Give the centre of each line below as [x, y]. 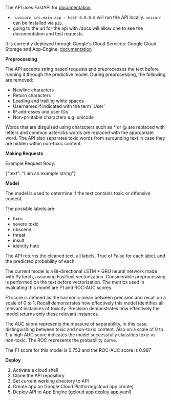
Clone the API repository [39, 375]
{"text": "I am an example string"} [40, 173]
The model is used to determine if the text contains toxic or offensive [78, 193]
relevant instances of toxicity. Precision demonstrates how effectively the [82, 308]
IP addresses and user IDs [40, 112]
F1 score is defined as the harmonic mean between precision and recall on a [86, 298]
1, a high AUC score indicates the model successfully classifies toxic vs [81, 335]
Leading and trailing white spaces [48, 101]
